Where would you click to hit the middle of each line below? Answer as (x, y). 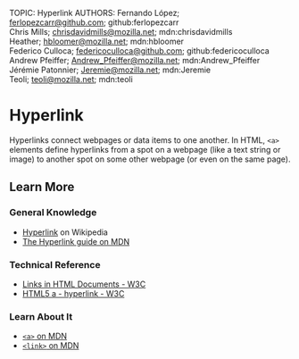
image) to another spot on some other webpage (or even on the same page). (150, 159)
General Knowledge (53, 213)
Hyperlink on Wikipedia (65, 232)
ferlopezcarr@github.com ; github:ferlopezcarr (94, 22)
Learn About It (41, 316)
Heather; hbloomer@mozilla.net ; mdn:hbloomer (97, 41)
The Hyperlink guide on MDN (76, 241)
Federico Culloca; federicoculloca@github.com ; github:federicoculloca (139, 51)
